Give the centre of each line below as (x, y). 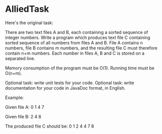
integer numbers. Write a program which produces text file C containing (78, 37)
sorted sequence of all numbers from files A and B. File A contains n (74, 42)
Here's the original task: (29, 23)
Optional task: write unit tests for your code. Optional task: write (70, 83)
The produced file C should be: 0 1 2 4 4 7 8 (50, 126)
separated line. (20, 58)
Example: (14, 98)
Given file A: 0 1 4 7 (25, 107)
